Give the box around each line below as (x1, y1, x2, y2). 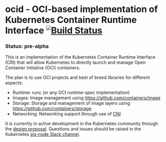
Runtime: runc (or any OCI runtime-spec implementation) (12, 89, 130, 96)
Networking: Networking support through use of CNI (12, 111, 121, 117)
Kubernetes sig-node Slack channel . (5, 131, 80, 137)
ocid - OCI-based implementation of (5, 4, 158, 15)
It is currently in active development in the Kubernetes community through (5, 120, 158, 126)
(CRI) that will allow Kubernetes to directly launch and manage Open (5, 59, 146, 66)
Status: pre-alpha (5, 43, 49, 50)
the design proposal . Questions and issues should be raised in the (5, 126, 141, 132)
